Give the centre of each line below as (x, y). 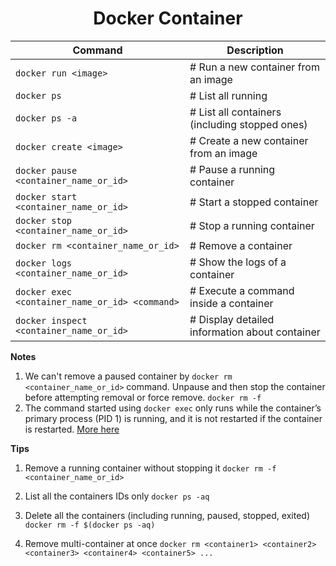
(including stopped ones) (248, 124)
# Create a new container (249, 140)
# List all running (228, 95)
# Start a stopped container (254, 202)
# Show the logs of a (238, 262)
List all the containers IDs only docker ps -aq (117, 496)
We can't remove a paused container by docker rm (128, 376)
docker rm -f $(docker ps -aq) (90, 525)
